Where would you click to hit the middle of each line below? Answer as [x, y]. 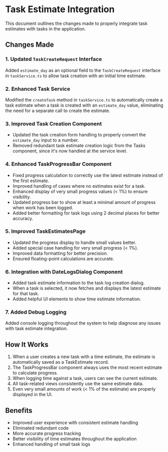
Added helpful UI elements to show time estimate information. [77, 299]
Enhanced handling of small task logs [51, 444]
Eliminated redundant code [41, 428]
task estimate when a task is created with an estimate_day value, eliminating [84, 105]
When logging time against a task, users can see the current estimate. [85, 378]
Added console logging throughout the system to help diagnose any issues [83, 323]
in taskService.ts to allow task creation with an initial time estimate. [76, 76]
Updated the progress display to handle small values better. [74, 242]
